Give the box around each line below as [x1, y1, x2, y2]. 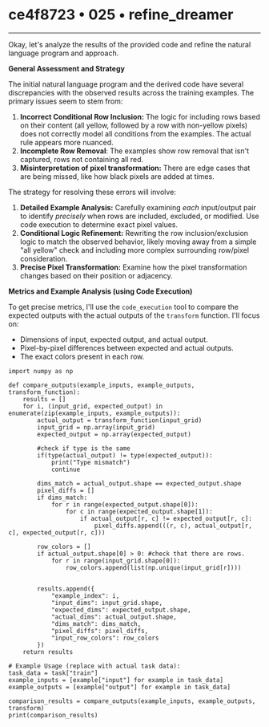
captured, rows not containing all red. [19, 154, 144, 164]
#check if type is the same [37, 444, 130, 453]
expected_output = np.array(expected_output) [37, 430, 192, 438]
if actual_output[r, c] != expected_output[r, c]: [79, 514, 252, 522]
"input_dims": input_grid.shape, [50, 599, 163, 607]
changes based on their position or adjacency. [19, 270, 174, 280]
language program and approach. [8, 48, 119, 58]
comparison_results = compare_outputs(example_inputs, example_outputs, [8, 697, 256, 705]
